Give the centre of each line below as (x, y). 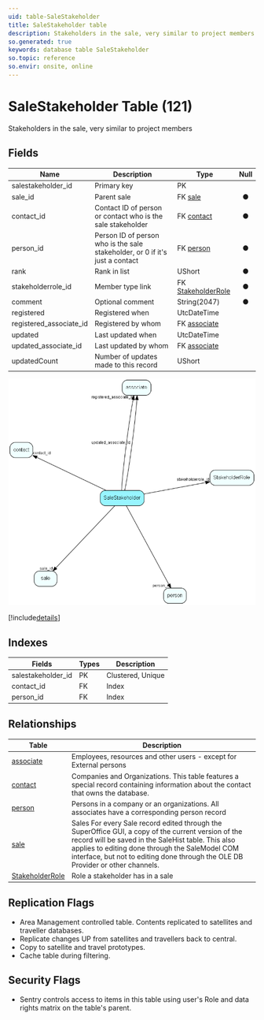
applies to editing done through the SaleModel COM (156, 848)
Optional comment (125, 302)
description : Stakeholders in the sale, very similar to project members (132, 33)
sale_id (23, 196)
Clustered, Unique (136, 675)
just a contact (117, 261)
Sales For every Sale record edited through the (147, 823)
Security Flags (44, 980)
